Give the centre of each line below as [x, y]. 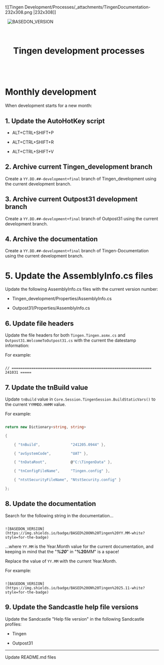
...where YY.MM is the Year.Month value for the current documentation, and [79, 546]
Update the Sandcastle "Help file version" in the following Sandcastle [75, 619]
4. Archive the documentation [51, 239]
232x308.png [19, 12]
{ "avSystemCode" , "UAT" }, [51, 453]
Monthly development [51, 92]
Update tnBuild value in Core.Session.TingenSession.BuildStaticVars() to [80, 399]
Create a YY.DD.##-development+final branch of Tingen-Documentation [77, 251]
